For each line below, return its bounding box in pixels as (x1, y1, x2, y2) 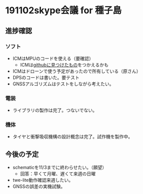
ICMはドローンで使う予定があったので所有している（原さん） (12, 68, 141, 74)
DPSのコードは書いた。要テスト (12, 74, 80, 80)
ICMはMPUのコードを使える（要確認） (12, 55, 94, 61)
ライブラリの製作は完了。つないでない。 (12, 107, 97, 113)
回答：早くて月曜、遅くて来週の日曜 (20, 171, 96, 177)
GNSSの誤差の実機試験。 (12, 183, 65, 189)
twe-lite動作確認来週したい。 (12, 177, 74, 183)
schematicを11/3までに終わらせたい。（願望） (12, 165, 107, 171)
